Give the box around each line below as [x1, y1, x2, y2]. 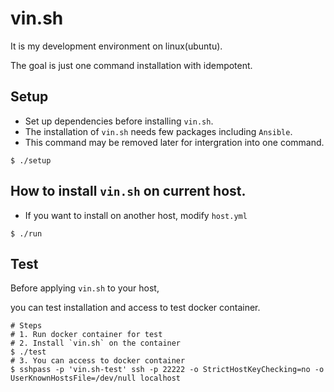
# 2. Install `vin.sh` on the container [10, 338, 182, 349]
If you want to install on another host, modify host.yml [24, 209, 248, 221]
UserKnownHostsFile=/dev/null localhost [10, 373, 182, 384]
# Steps [10, 321, 43, 331]
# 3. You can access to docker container [10, 356, 186, 366]
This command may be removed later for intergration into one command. [24, 136, 325, 148]
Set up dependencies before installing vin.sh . [24, 115, 214, 127]
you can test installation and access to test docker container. [10, 302, 261, 314]
